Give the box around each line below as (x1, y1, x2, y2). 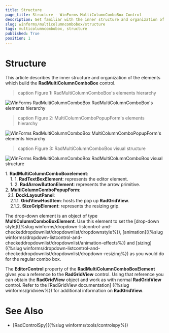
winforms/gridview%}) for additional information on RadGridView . (5, 287, 144, 293)
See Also (5, 306, 44, 317)
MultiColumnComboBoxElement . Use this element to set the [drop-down (5, 218, 159, 224)
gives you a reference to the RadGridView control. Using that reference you (5, 271, 164, 277)
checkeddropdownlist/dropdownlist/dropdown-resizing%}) (5, 250, 129, 257)
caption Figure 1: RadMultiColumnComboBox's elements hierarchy (17, 89, 156, 96)
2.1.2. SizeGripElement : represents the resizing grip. (10, 203, 120, 209)
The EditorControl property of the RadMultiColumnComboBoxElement (5, 265, 155, 272)
